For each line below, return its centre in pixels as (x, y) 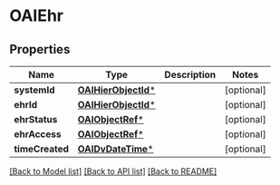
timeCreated (42, 149)
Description (190, 75)
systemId (34, 90)
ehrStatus (36, 119)
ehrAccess (38, 134)
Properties (40, 49)
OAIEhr (37, 16)
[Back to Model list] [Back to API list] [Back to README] (113, 171)
